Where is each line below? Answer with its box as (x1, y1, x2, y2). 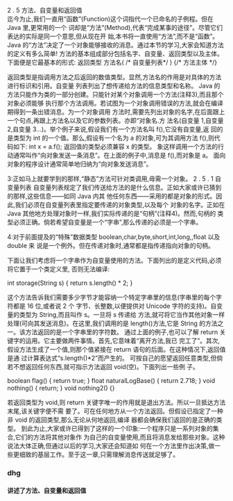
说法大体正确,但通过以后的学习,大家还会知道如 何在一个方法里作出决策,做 (7, 442, 215, 450)
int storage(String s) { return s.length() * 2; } (7, 279, 133, 287)
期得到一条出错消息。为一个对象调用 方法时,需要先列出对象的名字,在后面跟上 (7, 108, 225, 116)
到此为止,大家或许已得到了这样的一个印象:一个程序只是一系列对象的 (20, 425, 214, 432)
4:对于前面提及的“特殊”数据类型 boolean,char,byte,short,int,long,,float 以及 (7, 233, 221, 241)
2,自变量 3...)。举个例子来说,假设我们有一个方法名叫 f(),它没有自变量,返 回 (7, 125, 217, 133)
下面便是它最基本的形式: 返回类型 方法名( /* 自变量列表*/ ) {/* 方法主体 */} (7, 58, 217, 66)
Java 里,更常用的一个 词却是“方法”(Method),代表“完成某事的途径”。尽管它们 (7, 24, 223, 31)
